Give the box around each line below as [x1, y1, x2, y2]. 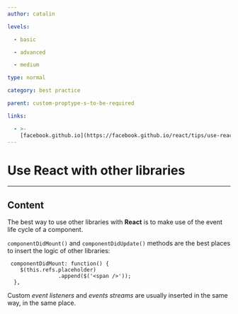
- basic [13, 36, 37, 43]
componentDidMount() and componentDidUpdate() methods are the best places [7, 239, 231, 248]
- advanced [13, 49, 46, 56]
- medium [13, 62, 40, 69]
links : [7, 112, 27, 120]
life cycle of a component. [7, 226, 84, 234]
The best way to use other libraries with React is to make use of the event [7, 218, 223, 226]
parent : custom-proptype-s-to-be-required [7, 100, 135, 107]
